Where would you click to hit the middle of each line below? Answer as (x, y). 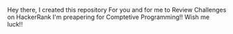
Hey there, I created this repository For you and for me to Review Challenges (117, 10)
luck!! (15, 24)
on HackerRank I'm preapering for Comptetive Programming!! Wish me (109, 17)
